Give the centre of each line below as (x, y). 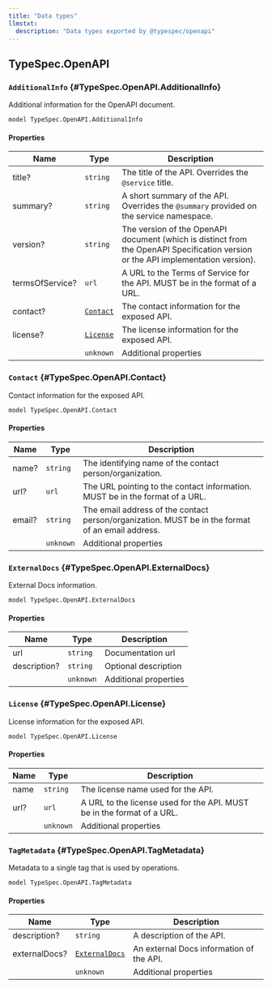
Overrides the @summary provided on (189, 206)
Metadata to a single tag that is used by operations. (94, 868)
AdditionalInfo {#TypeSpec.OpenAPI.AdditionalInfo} (115, 87)
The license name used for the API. (147, 789)
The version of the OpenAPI (174, 230)
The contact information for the (181, 307)
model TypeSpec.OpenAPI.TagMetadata (70, 883)
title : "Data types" (43, 16)
